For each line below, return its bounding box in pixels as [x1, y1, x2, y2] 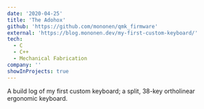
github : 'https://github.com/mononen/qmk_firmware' [7, 23, 158, 30]
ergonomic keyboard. [7, 94, 68, 102]
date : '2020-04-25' [7, 10, 63, 17]
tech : [7, 36, 23, 43]
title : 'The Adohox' [7, 17, 67, 23]
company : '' [7, 61, 41, 68]
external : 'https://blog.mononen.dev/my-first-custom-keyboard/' [7, 29, 198, 37]
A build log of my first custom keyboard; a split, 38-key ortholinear [7, 87, 196, 95]
